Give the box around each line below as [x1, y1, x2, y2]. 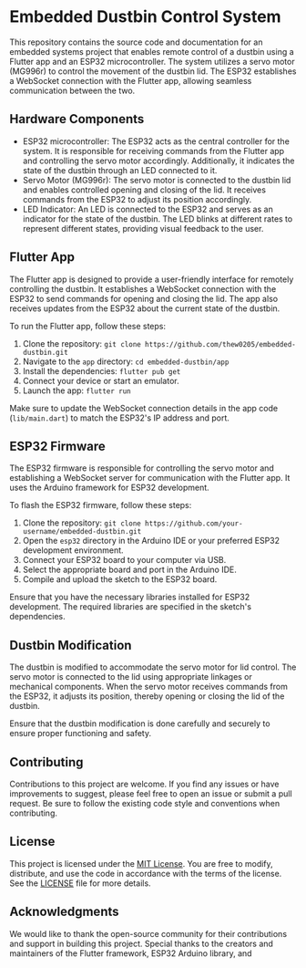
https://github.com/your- [144, 519, 243, 528]
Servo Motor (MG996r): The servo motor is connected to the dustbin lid [22, 174, 291, 185]
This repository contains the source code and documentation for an [9, 36, 263, 47]
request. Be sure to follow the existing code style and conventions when [9, 798, 280, 808]
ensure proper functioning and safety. [9, 728, 152, 739]
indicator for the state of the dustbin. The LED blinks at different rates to [22, 213, 293, 224]
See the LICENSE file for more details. [9, 878, 152, 889]
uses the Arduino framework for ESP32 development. [9, 482, 209, 494]
